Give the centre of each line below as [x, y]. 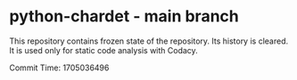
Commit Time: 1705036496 [59, 68]
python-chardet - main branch [124, 16]
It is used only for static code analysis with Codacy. [103, 50]
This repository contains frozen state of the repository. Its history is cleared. [148, 41]
